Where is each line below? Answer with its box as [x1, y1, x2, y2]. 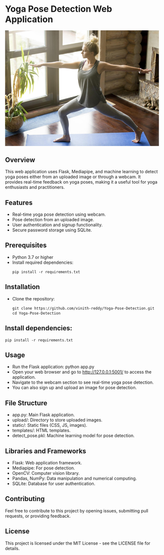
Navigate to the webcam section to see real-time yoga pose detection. [12, 379, 154, 385]
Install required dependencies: [12, 259, 74, 265]
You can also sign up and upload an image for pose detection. [12, 385, 137, 391]
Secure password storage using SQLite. [12, 227, 92, 233]
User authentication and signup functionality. [12, 222, 103, 228]
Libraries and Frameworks [5, 447, 86, 455]
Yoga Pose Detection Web [5, 3, 112, 15]
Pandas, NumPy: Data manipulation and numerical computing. [12, 475, 137, 481]
